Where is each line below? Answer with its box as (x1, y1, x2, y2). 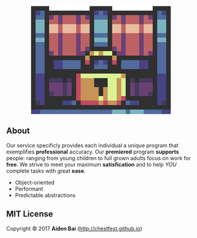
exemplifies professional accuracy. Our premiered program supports (6, 148, 179, 155)
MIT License (6, 209, 53, 219)
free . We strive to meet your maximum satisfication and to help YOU (6, 161, 177, 168)
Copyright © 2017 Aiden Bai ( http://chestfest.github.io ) (6, 225, 142, 232)
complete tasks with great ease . (6, 167, 86, 174)
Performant (14, 185, 43, 192)
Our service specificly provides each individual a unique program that (6, 141, 179, 149)
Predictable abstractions (14, 191, 76, 198)
